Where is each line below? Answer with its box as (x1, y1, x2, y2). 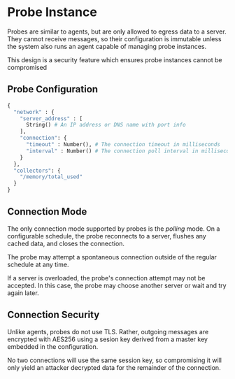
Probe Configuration (7, 83, 99, 95)
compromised (7, 63, 48, 71)
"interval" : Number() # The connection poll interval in (25, 148, 199, 155)
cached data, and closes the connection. (7, 239, 124, 248)
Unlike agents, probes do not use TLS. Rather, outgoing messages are (7, 327, 209, 336)
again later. (7, 288, 40, 297)
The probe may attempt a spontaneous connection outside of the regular (7, 252, 217, 261)
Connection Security (7, 309, 100, 321)
